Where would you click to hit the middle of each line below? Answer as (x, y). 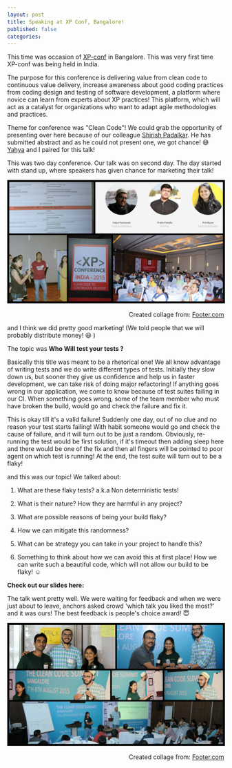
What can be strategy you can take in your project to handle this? (109, 544)
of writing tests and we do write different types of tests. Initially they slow (111, 369)
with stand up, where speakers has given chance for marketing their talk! (110, 171)
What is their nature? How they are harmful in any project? (99, 503)
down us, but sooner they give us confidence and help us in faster (101, 376)
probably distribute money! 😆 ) (51, 335)
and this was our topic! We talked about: (64, 477)
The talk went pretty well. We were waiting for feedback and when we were (114, 598)
